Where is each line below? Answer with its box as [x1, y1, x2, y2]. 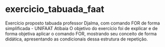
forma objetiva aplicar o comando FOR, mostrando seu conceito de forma [5, 30, 157, 36]
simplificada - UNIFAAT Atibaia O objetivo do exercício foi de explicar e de [5, 25, 158, 31]
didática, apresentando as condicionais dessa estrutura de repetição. [5, 36, 148, 42]
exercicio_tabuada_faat [5, 3, 104, 15]
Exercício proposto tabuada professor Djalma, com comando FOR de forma [5, 20, 160, 26]
